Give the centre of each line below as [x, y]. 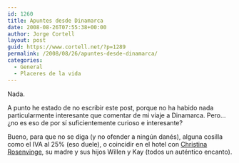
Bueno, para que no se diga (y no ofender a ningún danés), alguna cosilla [115, 137]
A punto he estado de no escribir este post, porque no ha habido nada [111, 107]
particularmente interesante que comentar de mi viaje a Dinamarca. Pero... [117, 115]
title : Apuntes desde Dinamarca [55, 21]
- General [28, 67]
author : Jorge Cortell [41, 34]
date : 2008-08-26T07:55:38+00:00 [57, 27]
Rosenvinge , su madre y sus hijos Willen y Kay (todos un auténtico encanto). [120, 152]
